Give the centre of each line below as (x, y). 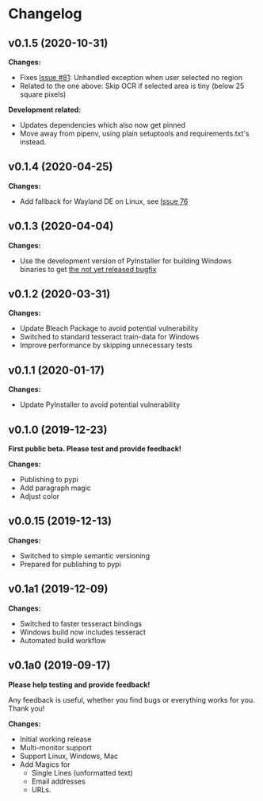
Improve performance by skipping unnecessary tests (106, 345)
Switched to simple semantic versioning (85, 555)
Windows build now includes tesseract (83, 632)
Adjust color (40, 496)
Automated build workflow (63, 640)
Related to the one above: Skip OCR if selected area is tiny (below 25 (132, 86)
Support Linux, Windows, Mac (69, 756)
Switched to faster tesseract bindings (81, 623)
